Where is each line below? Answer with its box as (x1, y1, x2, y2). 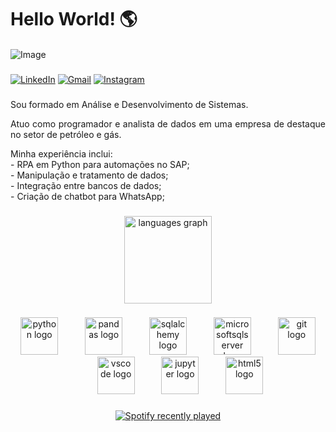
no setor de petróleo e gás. (10, 128, 122, 140)
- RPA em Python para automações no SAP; (10, 158, 190, 170)
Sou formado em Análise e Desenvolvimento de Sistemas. (10, 98, 249, 110)
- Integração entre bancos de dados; (10, 179, 162, 191)
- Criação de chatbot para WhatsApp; (10, 190, 165, 202)
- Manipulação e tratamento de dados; (10, 169, 169, 181)
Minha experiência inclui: (10, 147, 113, 160)
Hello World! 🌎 (10, 8, 138, 31)
